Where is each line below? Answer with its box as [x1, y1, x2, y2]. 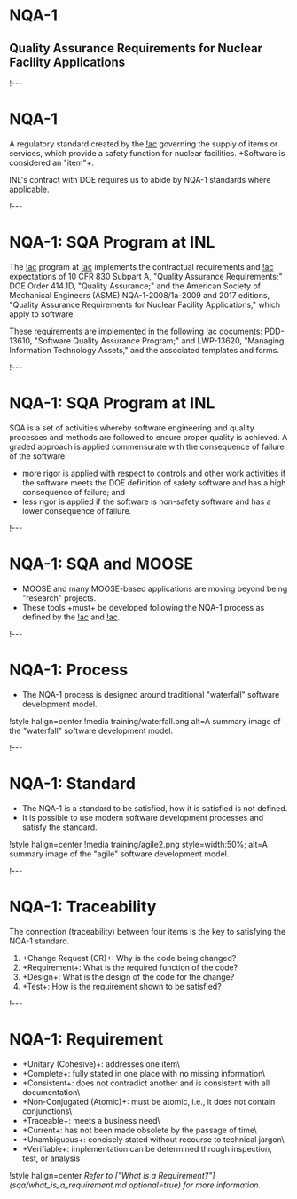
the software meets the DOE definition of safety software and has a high [21, 477, 286, 488]
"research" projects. [21, 592, 97, 603]
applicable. [9, 184, 50, 194]
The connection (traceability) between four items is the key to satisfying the [9, 926, 286, 936]
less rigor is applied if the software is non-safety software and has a [21, 496, 272, 507]
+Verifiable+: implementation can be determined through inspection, [21, 1143, 272, 1154]
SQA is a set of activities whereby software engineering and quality [9, 422, 254, 433]
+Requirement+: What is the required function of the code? [21, 962, 238, 973]
